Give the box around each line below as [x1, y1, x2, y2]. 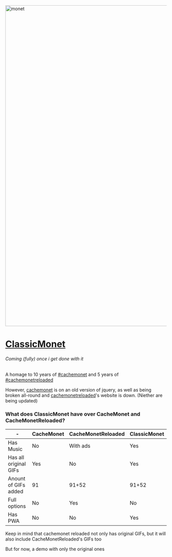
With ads [69, 442, 91, 449]
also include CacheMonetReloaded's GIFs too [5, 536, 102, 542]
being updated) [5, 398, 38, 404]
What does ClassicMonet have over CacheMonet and [5, 411, 141, 418]
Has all [8, 454, 25, 461]
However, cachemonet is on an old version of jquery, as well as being [5, 387, 152, 393]
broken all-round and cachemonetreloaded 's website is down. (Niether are [5, 392, 163, 398]
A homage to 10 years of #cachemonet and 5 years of [5, 372, 119, 378]
